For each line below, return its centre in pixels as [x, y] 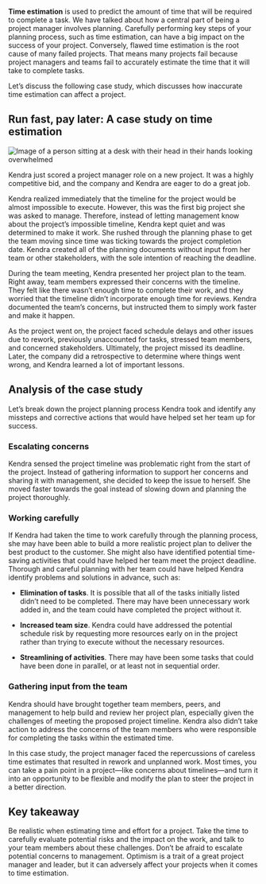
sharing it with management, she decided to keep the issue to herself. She [129, 480]
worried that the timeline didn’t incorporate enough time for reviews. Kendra [132, 298]
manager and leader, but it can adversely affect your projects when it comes [133, 865]
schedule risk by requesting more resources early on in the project [129, 634]
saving [19, 560]
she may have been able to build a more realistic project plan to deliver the [130, 544]
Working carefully [44, 518]
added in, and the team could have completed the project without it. [131, 610]
